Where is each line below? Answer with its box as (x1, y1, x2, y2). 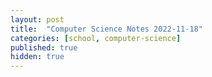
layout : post (10, 14, 65, 25)
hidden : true (10, 52, 65, 62)
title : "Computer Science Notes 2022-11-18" (10, 24, 203, 34)
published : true (10, 42, 78, 53)
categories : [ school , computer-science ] (10, 33, 182, 43)
